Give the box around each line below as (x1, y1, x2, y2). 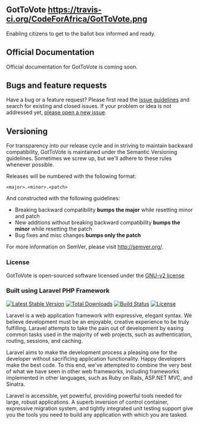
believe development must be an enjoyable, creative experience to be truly (6, 318, 189, 325)
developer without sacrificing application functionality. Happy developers (6, 355, 186, 362)
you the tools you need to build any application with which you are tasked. (6, 411, 188, 418)
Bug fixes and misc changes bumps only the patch (14, 232, 141, 239)
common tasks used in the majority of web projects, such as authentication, (6, 331, 192, 338)
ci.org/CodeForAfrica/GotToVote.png (6, 14, 148, 24)
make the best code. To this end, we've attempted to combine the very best (6, 361, 192, 368)
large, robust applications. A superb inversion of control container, (6, 398, 169, 405)
